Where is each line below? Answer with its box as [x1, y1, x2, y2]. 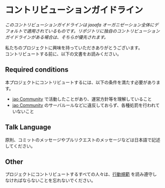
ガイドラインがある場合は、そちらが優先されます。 [5, 34, 108, 40]
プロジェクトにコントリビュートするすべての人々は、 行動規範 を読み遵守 [5, 171, 153, 177]
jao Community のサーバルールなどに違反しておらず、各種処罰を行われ [12, 102, 156, 108]
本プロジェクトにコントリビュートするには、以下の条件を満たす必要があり [5, 79, 156, 85]
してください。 [5, 143, 35, 149]
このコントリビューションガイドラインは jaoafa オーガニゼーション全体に [5, 22, 154, 28]
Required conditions [5, 65, 69, 74]
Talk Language [5, 123, 51, 132]
